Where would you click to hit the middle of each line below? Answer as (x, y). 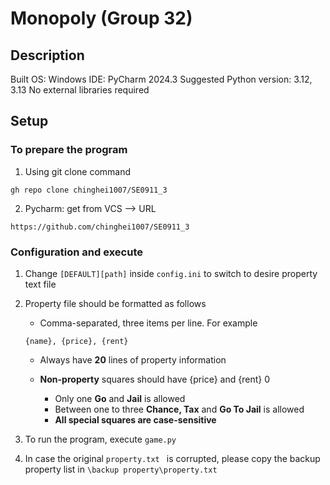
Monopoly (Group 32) (101, 18)
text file (40, 284)
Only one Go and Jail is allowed (120, 398)
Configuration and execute (76, 252)
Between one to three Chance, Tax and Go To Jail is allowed (179, 409)
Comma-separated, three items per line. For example (148, 323)
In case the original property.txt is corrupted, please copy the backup (172, 458)
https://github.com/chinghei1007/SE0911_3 (100, 227)
